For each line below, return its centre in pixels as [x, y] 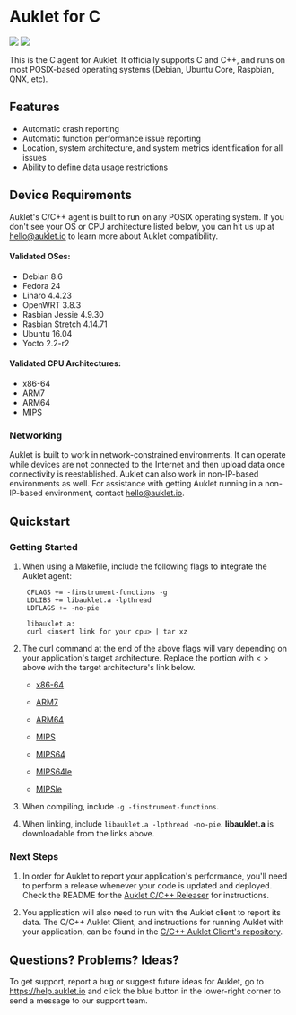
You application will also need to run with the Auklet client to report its [151, 913]
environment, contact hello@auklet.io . [115, 493]
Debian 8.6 [42, 276]
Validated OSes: [40, 257]
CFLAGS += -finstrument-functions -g [97, 592]
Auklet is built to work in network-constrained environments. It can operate [148, 455]
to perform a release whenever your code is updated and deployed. [147, 886]
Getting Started [44, 547]
